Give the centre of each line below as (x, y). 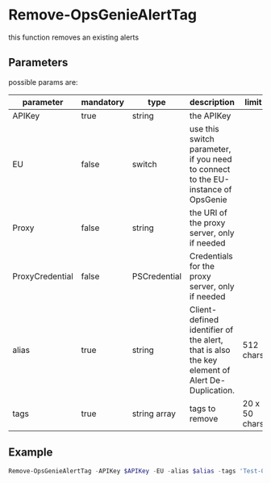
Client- (203, 309)
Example (31, 453)
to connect (210, 169)
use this (204, 128)
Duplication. (212, 390)
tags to (202, 408)
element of (210, 370)
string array (154, 414)
